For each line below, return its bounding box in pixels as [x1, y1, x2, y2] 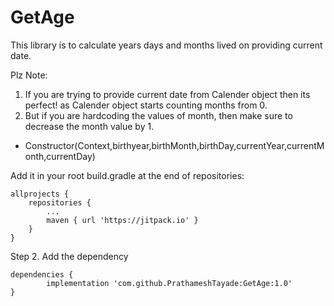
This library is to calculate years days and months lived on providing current [10, 39, 323, 51]
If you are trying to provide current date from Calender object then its [24, 88, 311, 100]
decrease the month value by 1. [24, 120, 155, 132]
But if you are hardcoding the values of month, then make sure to [24, 109, 293, 121]
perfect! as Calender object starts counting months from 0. [24, 99, 268, 111]
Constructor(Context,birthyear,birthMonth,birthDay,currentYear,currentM [24, 139, 325, 151]
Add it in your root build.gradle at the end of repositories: [10, 169, 245, 181]
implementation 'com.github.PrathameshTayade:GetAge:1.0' [46, 278, 293, 288]
